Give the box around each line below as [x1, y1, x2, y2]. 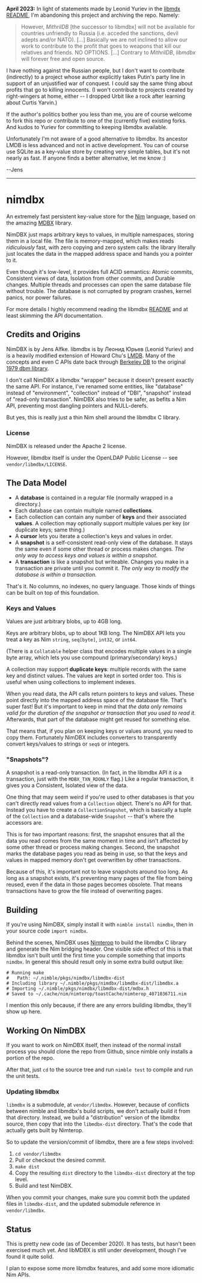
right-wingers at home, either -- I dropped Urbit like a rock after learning [6, 93, 185, 100]
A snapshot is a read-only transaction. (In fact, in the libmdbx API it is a [6, 769, 182, 776]
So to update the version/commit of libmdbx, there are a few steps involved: [6, 1138, 194, 1145]
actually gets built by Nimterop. [6, 1127, 84, 1134]
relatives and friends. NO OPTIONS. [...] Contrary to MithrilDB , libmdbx [20, 49, 196, 56]
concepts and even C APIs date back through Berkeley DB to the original [6, 358, 186, 366]
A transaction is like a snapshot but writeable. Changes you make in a [14, 558, 189, 565]
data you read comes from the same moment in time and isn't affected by [6, 837, 188, 844]
